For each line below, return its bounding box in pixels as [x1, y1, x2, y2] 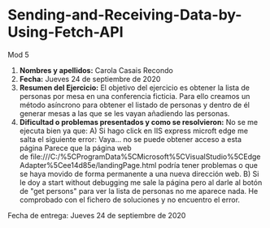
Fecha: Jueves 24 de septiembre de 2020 [19, 74, 161, 84]
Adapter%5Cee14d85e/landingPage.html [19, 160, 157, 170]
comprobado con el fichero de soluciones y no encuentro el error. [19, 195, 241, 204]
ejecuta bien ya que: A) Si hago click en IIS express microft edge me [19, 126, 249, 136]
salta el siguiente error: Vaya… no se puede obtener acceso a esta [19, 134, 242, 144]
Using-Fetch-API [7, 23, 124, 41]
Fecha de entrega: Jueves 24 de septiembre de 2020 [7, 210, 186, 220]
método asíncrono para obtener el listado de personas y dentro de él [19, 100, 250, 110]
